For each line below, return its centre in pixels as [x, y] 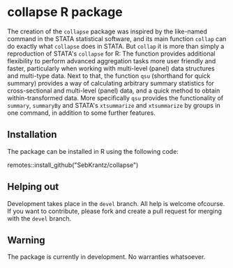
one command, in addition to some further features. [81, 113]
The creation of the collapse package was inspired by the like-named [107, 31]
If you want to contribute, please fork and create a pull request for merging [114, 211]
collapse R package [65, 12]
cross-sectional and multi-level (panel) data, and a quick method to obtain [114, 90]
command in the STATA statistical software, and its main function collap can [117, 38]
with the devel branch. [39, 218]
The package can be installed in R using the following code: [93, 151]
